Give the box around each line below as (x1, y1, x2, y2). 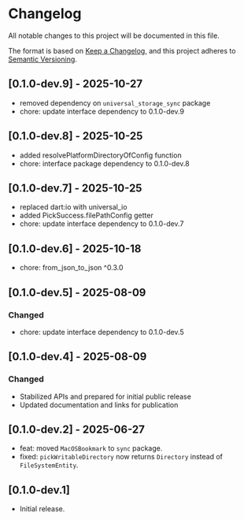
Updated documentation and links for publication (19, 399, 179, 410)
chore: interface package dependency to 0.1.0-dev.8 (19, 158, 190, 168)
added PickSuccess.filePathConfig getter (19, 210, 153, 221)
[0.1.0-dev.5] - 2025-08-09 (8, 285, 146, 299)
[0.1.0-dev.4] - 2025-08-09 (8, 350, 147, 363)
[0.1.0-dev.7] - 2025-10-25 (8, 181, 142, 195)
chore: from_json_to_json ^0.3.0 (19, 263, 124, 273)
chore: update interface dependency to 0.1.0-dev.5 (19, 327, 184, 336)
